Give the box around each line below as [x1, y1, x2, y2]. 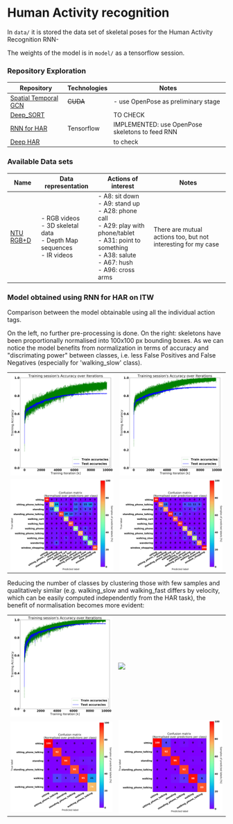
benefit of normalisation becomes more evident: [7, 600, 145, 609]
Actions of [107, 175, 139, 183]
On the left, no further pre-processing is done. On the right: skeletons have [7, 329, 221, 337]
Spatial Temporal [10, 94, 59, 102]
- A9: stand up [98, 199, 140, 208]
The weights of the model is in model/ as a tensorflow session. [7, 49, 185, 57]
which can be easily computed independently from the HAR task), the [7, 594, 206, 602]
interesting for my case [153, 239, 220, 248]
